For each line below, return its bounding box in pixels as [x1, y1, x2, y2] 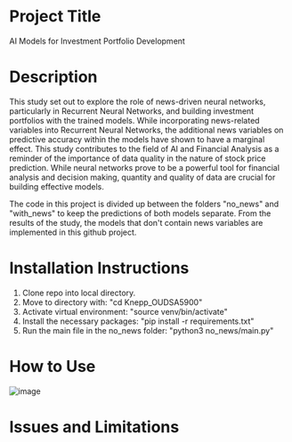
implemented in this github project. [9, 227, 137, 237]
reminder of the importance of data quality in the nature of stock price [9, 153, 266, 164]
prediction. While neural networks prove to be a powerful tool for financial [9, 162, 280, 173]
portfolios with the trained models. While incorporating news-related [9, 115, 260, 125]
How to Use [9, 357, 96, 376]
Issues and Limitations [9, 416, 180, 437]
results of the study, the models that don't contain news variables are [9, 217, 264, 228]
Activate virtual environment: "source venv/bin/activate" [21, 306, 229, 317]
